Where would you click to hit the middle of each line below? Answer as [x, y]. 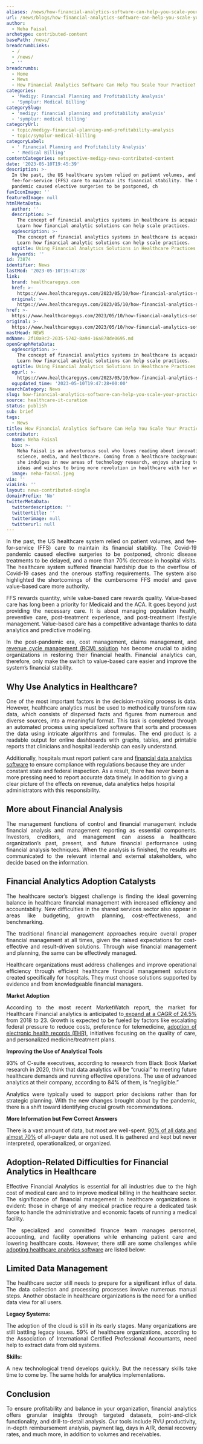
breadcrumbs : [23, 68]
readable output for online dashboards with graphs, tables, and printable [101, 740]
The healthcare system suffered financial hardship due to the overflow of [101, 567]
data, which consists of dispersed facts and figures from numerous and [101, 714]
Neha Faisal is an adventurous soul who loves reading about [95, 451]
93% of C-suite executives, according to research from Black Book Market [101, 1063]
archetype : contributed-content [47, 35]
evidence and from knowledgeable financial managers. [75, 984]
